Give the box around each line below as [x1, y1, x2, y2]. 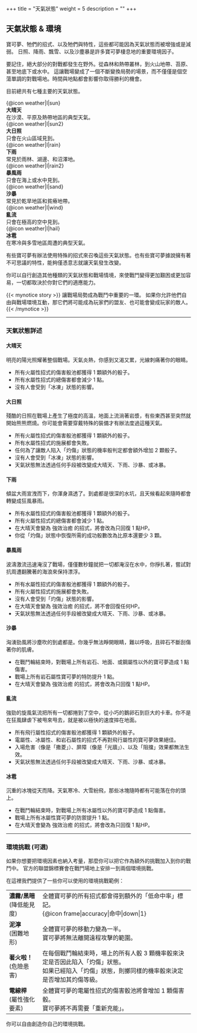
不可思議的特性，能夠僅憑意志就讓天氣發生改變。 [6, 259, 124, 266]
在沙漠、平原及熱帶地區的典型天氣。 [6, 113, 94, 120]
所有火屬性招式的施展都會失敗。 [14, 588, 92, 595]
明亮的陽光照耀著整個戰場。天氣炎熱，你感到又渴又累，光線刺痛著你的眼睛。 [6, 356, 191, 363]
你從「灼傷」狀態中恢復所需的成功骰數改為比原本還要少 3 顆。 [14, 532, 165, 539]
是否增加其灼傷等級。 [42, 975, 101, 984]
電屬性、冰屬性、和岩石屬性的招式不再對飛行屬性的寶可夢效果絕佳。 [14, 736, 179, 743]
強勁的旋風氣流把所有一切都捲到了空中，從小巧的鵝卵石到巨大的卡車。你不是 [6, 709, 191, 716]
